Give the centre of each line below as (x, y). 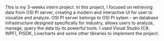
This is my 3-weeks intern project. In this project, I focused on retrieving (79, 7)
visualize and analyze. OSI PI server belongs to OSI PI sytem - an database (82, 18)
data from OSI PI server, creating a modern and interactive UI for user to (79, 12)
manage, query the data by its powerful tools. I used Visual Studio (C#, (78, 28)
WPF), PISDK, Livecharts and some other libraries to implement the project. (82, 33)
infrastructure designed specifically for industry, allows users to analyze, (80, 23)
